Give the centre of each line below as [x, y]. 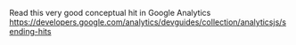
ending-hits [30, 31]
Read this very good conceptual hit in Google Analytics [110, 13]
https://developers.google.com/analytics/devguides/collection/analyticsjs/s [148, 22]
